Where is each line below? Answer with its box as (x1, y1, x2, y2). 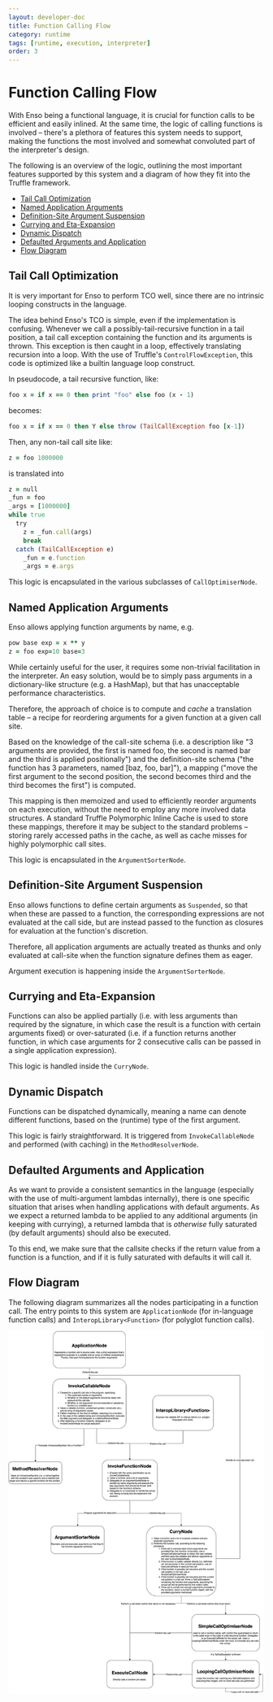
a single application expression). (8, 1046, 117, 1056)
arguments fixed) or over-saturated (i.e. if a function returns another (8, 1029, 237, 1038)
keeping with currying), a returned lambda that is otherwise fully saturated (8, 1220, 258, 1230)
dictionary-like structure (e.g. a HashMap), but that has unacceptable (8, 679, 240, 689)
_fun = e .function (23, 554, 85, 562)
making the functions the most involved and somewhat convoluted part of (8, 137, 256, 146)
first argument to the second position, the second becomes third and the (8, 771, 252, 781)
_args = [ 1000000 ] (8, 503, 71, 511)
